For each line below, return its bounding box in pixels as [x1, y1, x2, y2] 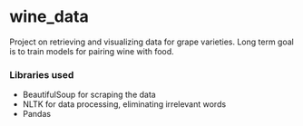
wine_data [9, 6, 89, 27]
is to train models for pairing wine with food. [9, 45, 174, 56]
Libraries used [9, 68, 74, 81]
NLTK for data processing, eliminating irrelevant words [22, 99, 227, 110]
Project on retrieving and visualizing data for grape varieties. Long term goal [9, 36, 295, 47]
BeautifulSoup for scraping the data [22, 89, 156, 101]
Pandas [22, 109, 52, 120]
